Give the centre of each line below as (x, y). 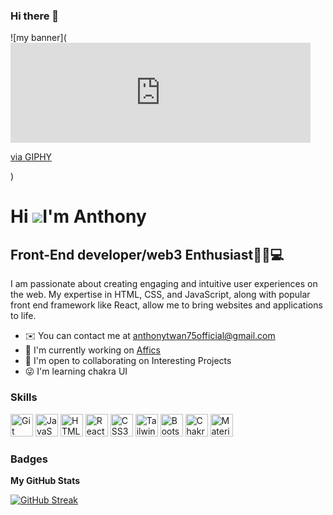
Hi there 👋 (35, 16)
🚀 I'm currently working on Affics (92, 350)
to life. (23, 316)
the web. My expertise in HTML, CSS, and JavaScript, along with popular (160, 295)
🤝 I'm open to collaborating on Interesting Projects (128, 361)
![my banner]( (38, 38)
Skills (24, 397)
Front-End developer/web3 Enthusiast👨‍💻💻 (147, 254)
